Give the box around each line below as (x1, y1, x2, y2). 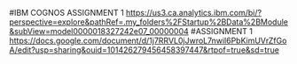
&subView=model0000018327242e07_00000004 (9, 26, 189, 36)
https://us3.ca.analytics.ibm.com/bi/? (125, 8, 262, 18)
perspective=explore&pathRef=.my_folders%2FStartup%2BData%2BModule (9, 17, 288, 27)
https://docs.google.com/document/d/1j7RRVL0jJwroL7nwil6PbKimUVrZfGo (9, 35, 287, 46)
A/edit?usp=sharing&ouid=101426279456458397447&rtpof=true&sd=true (9, 45, 279, 55)
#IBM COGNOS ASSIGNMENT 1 (9, 8, 124, 18)
